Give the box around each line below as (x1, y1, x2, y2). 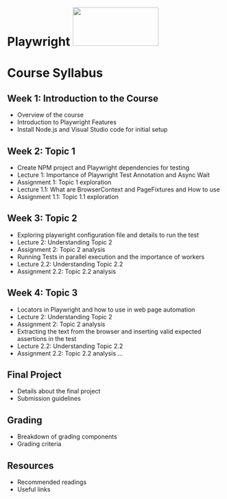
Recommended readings (16, 478, 87, 487)
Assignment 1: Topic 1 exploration (16, 178, 112, 186)
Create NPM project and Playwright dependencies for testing (16, 163, 190, 172)
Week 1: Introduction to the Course (7, 93, 159, 104)
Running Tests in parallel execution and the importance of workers (16, 253, 205, 261)
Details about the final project (16, 387, 101, 395)
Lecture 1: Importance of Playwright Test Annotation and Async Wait (16, 171, 211, 178)
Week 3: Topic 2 (7, 213, 77, 224)
